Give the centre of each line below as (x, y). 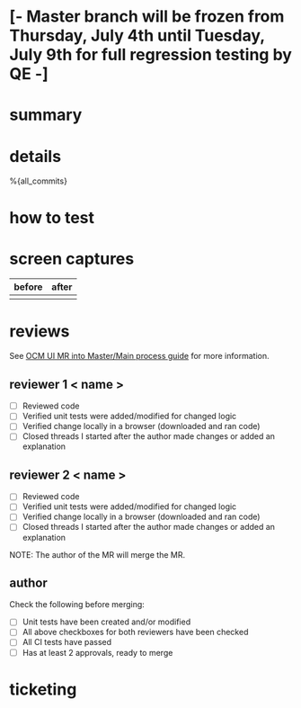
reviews (40, 331)
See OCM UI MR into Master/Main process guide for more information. (139, 356)
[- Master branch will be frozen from (147, 17)
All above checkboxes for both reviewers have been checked (135, 632)
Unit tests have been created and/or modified (106, 622)
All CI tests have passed (67, 642)
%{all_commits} (38, 181)
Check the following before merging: (77, 605)
